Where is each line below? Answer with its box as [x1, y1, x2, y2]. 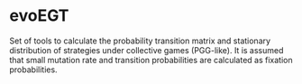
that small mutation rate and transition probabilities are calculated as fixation [9, 54, 293, 65]
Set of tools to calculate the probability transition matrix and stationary [9, 35, 271, 46]
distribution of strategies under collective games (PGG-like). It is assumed [9, 44, 284, 55]
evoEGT [9, 5, 69, 26]
